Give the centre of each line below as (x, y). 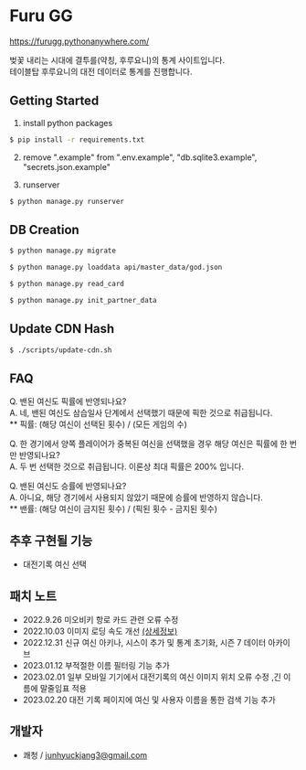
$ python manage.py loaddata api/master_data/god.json (116, 267)
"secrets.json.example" (67, 166)
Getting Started (54, 101)
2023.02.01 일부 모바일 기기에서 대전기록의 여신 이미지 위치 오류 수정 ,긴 (152, 677)
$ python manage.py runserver (67, 201)
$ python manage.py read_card (67, 284)
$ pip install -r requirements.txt (77, 139)
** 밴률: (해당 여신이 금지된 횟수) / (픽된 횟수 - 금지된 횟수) (113, 509)
